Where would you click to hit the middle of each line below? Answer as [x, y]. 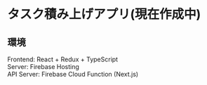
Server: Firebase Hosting [43, 67]
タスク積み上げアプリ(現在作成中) [104, 14]
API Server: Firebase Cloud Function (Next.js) [73, 74]
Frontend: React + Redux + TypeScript [62, 59]
